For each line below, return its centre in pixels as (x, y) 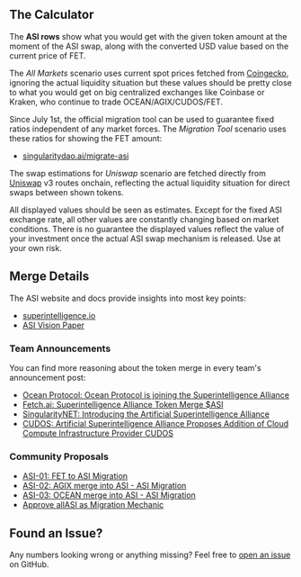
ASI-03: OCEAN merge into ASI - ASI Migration (109, 495)
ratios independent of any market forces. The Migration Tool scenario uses (148, 129)
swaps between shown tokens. (66, 192)
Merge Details (49, 277)
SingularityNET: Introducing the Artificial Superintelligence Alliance (146, 414)
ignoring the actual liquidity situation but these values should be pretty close (150, 82)
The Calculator (52, 15)
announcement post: (48, 377)
